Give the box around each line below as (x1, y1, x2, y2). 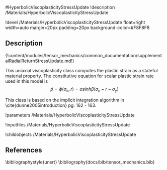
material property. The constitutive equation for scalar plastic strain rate (5, 73, 154, 79)
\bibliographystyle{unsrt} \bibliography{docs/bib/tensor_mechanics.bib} (5, 159, 155, 165)
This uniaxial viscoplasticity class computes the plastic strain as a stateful (5, 67, 158, 73)
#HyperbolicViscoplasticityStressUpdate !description (5, 5, 115, 10)
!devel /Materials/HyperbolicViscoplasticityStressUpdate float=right (5, 20, 145, 25)
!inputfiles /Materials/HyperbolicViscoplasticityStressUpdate (5, 121, 130, 127)
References (5, 146, 42, 154)
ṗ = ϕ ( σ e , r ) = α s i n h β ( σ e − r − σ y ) (50, 86, 119, 93)
